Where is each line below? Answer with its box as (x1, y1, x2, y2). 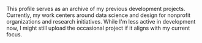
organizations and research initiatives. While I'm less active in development (6, 18, 196, 25)
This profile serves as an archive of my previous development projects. (6, 5, 185, 12)
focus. (6, 31, 23, 38)
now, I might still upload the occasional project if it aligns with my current (6, 24, 190, 31)
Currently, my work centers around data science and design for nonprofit (6, 12, 191, 19)
